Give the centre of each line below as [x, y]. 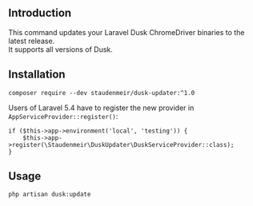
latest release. [32, 41]
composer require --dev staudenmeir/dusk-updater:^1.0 [102, 93]
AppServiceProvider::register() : [63, 116]
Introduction [40, 13]
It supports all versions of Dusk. [61, 49]
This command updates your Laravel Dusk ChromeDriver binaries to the [127, 32]
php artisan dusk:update [50, 195]
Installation [37, 75]
